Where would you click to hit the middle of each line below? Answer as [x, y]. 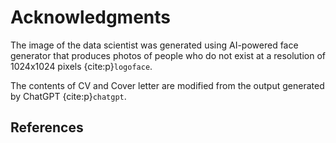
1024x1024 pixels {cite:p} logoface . [81, 66]
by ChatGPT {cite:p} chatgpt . [68, 96]
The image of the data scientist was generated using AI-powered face [154, 45]
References [47, 127]
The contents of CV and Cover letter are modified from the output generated [167, 85]
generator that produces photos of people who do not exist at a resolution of [168, 55]
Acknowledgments [91, 17]
